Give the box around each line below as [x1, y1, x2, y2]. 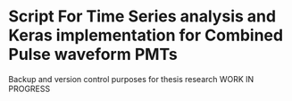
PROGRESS [8, 83, 51, 94]
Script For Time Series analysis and [8, 6, 277, 27]
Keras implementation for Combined [8, 25, 283, 46]
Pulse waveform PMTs [8, 45, 178, 64]
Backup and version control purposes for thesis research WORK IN [8, 73, 254, 84]
